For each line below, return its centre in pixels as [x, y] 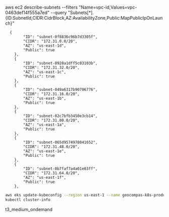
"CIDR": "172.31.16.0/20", [52, 94]
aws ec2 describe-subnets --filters [41, 7]
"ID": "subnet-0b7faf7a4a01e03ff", [61, 169]
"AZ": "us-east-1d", [45, 46]
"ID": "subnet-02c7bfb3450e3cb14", [61, 116]
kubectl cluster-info [28, 200]
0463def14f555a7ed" [27, 13]
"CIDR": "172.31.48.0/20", [52, 147]
